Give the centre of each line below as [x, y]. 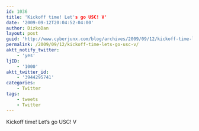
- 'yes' [26, 55]
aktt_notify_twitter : [33, 50]
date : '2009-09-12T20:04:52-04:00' [50, 22]
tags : [13, 94]
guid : [13, 39]
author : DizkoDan [28, 28]
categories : [21, 83]
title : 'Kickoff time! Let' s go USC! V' [57, 17]
